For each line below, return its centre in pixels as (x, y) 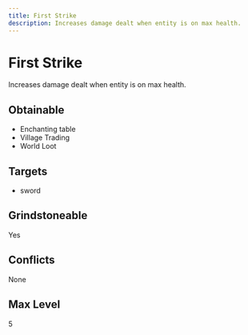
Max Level (34, 305)
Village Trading (45, 138)
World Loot (38, 146)
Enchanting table (48, 130)
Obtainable (36, 110)
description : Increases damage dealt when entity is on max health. (125, 23)
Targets (28, 171)
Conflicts (32, 260)
